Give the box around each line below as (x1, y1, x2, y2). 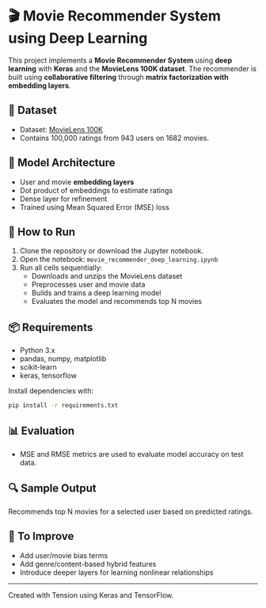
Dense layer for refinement (19, 194, 108, 203)
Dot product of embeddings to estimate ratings (19, 185, 173, 195)
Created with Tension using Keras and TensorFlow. (8, 590, 174, 599)
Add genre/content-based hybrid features (19, 559, 157, 568)
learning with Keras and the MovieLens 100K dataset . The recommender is (8, 63, 257, 73)
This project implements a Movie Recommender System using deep (8, 55, 233, 65)
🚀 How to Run (8, 225, 76, 238)
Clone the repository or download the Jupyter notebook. (19, 246, 204, 256)
